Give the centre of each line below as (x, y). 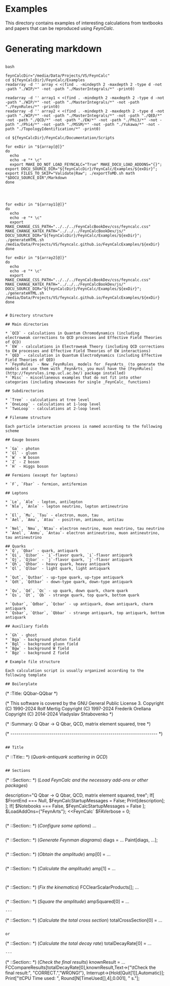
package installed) (105, 373)
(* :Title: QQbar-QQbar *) (32, 693)
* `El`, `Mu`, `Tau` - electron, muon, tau (52, 515)
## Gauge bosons (22, 439)
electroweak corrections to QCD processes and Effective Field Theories (84, 337)
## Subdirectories (25, 391)
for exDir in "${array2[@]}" (36, 258)
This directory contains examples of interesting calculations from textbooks (84, 23)
